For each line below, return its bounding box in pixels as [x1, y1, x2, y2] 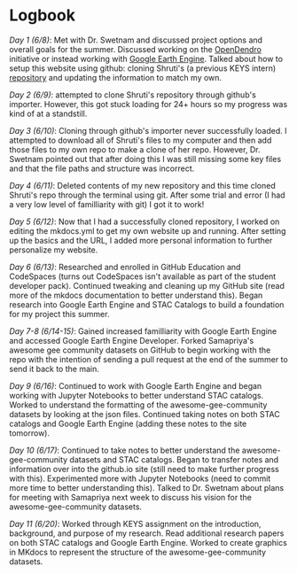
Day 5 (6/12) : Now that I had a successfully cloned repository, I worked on [9, 216, 280, 227]
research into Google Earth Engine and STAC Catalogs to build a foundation [9, 299, 285, 310]
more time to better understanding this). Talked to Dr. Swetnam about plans [9, 482, 285, 493]
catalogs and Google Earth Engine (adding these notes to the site [9, 418, 247, 429]
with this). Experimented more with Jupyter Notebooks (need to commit [9, 473, 271, 484]
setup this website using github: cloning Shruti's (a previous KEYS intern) [9, 63, 277, 74]
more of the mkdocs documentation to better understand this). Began [9, 290, 263, 300]
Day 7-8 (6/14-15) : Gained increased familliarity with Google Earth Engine [9, 325, 277, 337]
